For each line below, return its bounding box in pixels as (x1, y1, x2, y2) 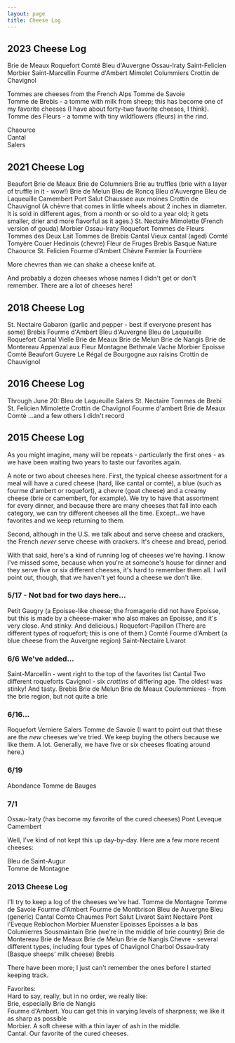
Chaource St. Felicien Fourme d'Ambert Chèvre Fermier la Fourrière (7, 247, 202, 255)
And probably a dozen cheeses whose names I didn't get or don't (7, 274, 196, 283)
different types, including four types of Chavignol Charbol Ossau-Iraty (7, 943, 210, 951)
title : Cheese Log (7, 17, 61, 24)
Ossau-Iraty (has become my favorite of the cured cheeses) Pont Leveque (7, 815, 222, 823)
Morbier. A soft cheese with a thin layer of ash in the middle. (7, 1022, 181, 1030)
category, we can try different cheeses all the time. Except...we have (7, 509, 206, 517)
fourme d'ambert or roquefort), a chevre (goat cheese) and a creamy (7, 486, 207, 494)
